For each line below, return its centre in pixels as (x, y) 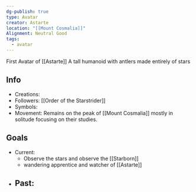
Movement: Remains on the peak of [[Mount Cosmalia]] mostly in (94, 113)
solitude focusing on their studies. (56, 119)
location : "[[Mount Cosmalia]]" (46, 28)
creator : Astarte (27, 22)
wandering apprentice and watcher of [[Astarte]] (83, 165)
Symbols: (26, 106)
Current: (25, 152)
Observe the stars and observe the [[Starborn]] (81, 158)
